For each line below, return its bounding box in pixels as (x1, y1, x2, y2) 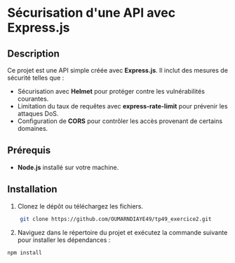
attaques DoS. (17, 110, 59, 118)
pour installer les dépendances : (17, 236, 111, 244)
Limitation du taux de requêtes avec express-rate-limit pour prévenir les (17, 102, 228, 110)
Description (7, 48, 60, 59)
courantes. (17, 94, 49, 103)
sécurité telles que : (7, 73, 65, 82)
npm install (7, 249, 42, 256)
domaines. (17, 125, 48, 132)
